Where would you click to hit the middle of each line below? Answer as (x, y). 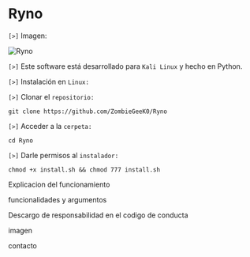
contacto (23, 245)
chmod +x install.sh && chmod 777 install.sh (84, 170)
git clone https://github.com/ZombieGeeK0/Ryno (88, 111)
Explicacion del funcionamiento (59, 184)
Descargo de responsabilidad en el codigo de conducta (98, 215)
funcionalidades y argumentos (58, 199)
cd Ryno (21, 140)
